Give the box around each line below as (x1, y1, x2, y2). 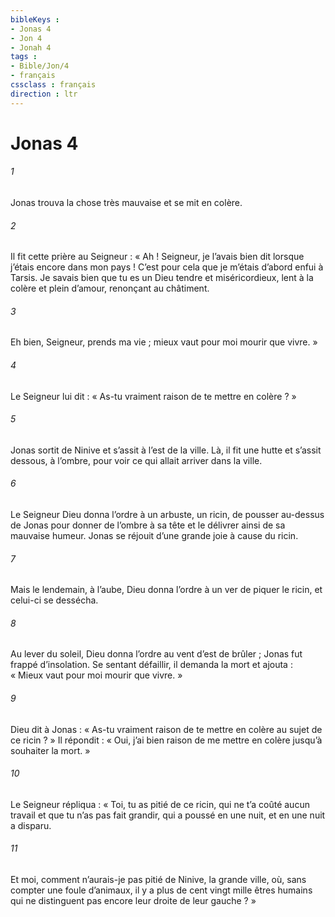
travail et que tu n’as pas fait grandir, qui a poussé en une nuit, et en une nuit (10, 809, 326, 821)
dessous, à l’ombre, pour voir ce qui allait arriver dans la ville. (10, 454, 263, 466)
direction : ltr (10, 89, 78, 99)
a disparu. (10, 819, 52, 831)
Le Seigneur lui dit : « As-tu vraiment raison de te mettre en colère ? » (10, 390, 297, 402)
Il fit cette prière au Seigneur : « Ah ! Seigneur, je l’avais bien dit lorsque (10, 251, 305, 263)
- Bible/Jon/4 (10, 61, 70, 71)
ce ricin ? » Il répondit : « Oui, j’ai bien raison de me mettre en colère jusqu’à (10, 734, 323, 746)
